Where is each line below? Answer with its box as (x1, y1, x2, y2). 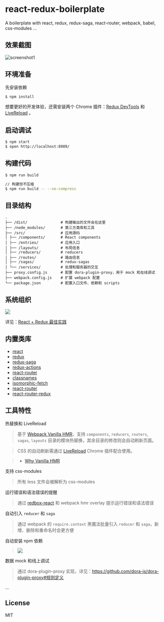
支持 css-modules (5, 468, 42, 474)
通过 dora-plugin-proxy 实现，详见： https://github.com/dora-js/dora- (17, 568, 160, 574)
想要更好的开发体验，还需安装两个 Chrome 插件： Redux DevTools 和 (5, 104, 145, 110)
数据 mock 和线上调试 (5, 557, 50, 563)
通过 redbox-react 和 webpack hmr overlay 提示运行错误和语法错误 (17, 500, 154, 506)
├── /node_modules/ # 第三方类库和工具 (5, 225, 95, 230)
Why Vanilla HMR (24, 458, 60, 464)
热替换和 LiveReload (5, 420, 47, 426)
